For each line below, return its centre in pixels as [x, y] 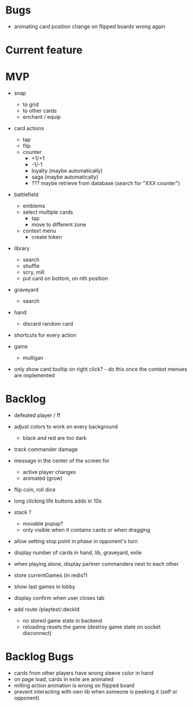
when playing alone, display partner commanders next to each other [96, 564]
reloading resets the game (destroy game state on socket [92, 627]
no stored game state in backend [62, 621]
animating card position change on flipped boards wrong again [90, 26]
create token [46, 237]
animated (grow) [42, 478]
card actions [29, 128]
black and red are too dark [55, 438]
